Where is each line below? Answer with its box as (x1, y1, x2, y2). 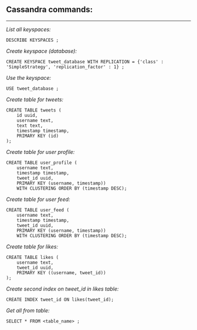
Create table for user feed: (6, 196, 70, 203)
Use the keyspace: (6, 74, 52, 81)
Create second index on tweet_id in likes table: (6, 285, 119, 292)
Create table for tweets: (6, 96, 63, 103)
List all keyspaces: (6, 26, 51, 33)
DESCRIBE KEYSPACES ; (6, 37, 59, 43)
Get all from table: (6, 307, 50, 314)
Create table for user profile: (6, 148, 75, 155)
